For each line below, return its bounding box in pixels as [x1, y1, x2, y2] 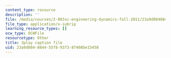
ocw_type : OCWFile [5, 31, 44, 36]
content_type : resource [5, 7, 56, 13]
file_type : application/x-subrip [5, 21, 76, 27]
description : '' [5, 12, 40, 17]
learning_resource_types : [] [5, 26, 67, 31]
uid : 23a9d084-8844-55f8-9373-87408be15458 [5, 45, 99, 50]
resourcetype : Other [5, 36, 49, 41]
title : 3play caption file [5, 40, 63, 45]
